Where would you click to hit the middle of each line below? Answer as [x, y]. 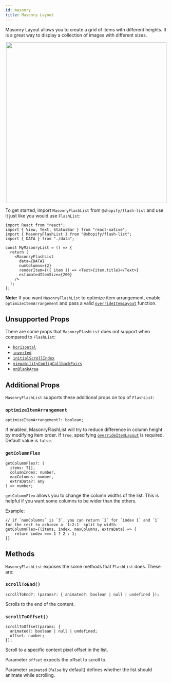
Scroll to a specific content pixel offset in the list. [57, 650]
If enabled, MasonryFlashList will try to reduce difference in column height [84, 429]
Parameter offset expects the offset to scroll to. [56, 660]
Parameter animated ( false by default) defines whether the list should [79, 670]
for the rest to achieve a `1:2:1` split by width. [62, 525]
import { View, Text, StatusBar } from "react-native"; [66, 229]
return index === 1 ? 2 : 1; [46, 534]
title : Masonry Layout [30, 15]
